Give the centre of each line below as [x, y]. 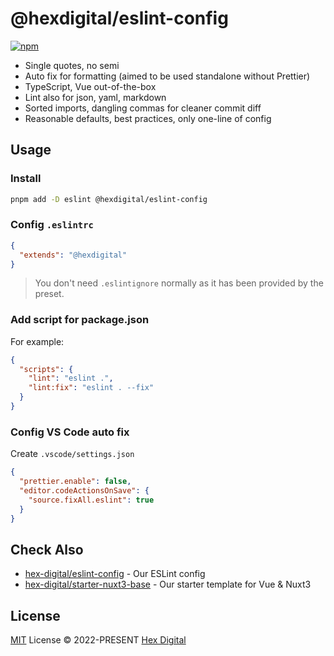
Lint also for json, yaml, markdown [95, 97]
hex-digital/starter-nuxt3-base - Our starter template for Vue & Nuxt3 [168, 584]
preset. [49, 294]
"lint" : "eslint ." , [71, 378]
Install [26, 179]
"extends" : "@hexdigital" [73, 255]
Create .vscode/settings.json [72, 454]
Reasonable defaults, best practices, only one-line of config [148, 118]
